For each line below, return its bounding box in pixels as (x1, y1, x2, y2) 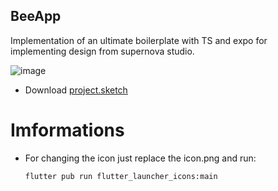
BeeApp (10, 8, 62, 25)
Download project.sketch (24, 84, 128, 96)
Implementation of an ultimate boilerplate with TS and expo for (10, 34, 268, 46)
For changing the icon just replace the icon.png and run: (24, 152, 257, 164)
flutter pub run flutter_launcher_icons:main (24, 171, 218, 181)
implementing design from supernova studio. (10, 45, 195, 57)
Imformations (10, 119, 125, 141)
